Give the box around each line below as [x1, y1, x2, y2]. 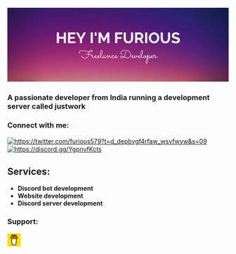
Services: [7, 165, 51, 177]
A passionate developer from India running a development [7, 92, 210, 102]
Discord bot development [17, 184, 93, 193]
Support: [7, 217, 39, 227]
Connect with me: [7, 120, 70, 130]
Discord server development [17, 199, 103, 208]
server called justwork [7, 101, 86, 111]
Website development [17, 191, 84, 201]
